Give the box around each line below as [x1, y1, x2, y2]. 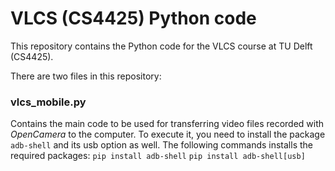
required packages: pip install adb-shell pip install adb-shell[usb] [10, 150, 306, 162]
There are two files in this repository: [10, 70, 162, 82]
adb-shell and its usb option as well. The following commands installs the [10, 139, 313, 151]
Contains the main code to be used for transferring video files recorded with [10, 118, 325, 130]
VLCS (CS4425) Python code [10, 7, 257, 30]
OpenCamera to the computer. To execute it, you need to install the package [10, 128, 326, 141]
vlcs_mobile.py [10, 95, 87, 109]
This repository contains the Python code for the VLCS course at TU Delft [10, 40, 313, 52]
